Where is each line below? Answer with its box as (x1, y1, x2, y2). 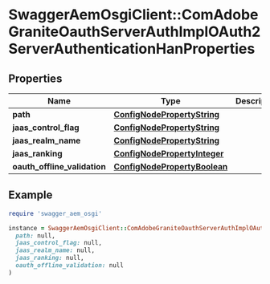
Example (8, 189, 53, 202)
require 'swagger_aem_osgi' (8, 209, 103, 217)
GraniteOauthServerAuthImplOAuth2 (8, 22, 261, 41)
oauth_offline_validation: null (15, 262, 125, 270)
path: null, (15, 231, 56, 240)
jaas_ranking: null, (15, 254, 84, 262)
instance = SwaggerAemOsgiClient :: (8, 224, 128, 232)
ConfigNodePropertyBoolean (113, 161, 228, 172)
